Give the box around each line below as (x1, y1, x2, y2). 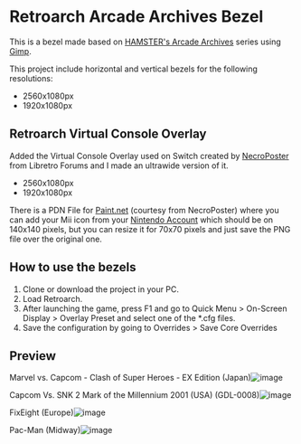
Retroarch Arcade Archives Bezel (9, 6, 264, 27)
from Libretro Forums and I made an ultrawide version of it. (9, 160, 229, 171)
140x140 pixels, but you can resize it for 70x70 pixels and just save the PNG (9, 223, 291, 234)
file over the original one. (9, 233, 102, 244)
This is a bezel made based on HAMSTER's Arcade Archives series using (9, 36, 282, 47)
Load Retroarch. (22, 293, 83, 304)
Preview (9, 348, 57, 364)
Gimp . (9, 45, 32, 56)
